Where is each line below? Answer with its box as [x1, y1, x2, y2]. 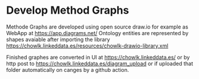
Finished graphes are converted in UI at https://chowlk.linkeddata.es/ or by [6, 53, 190, 61]
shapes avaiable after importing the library [6, 36, 110, 43]
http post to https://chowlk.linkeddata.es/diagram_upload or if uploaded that [6, 60, 194, 67]
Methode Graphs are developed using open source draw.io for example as [6, 23, 189, 30]
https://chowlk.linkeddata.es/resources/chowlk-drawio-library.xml [6, 42, 169, 49]
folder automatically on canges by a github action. [6, 66, 129, 73]
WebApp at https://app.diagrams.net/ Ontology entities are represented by [6, 29, 189, 36]
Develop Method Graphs [6, 4, 129, 17]
